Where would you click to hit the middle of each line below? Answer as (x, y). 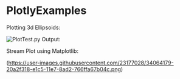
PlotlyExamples (47, 11)
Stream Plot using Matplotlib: (43, 51)
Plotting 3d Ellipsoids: (33, 27)
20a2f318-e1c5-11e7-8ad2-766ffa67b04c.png (64, 69)
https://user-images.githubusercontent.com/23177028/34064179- (91, 63)
